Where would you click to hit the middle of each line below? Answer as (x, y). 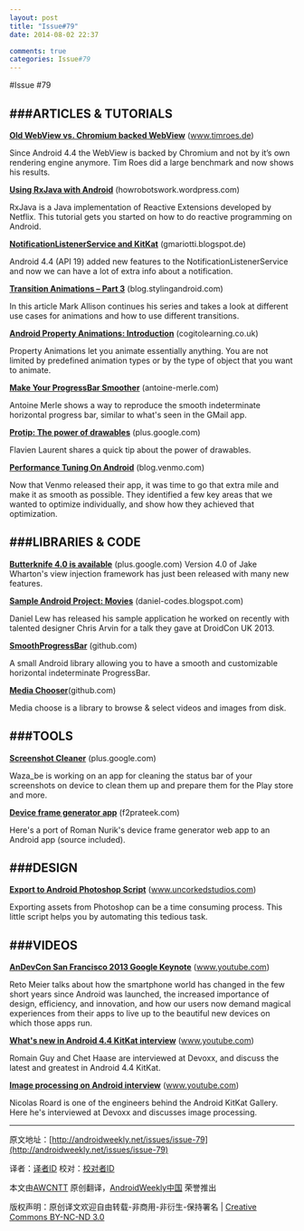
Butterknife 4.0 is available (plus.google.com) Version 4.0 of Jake (133, 564)
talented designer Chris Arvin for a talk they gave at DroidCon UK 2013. (142, 628)
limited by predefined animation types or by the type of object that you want (151, 360)
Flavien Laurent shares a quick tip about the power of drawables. (130, 450)
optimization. (33, 513)
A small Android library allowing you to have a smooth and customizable (144, 663)
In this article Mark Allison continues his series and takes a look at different (149, 306)
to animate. (30, 370)
